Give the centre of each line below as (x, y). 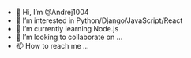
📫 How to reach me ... (52, 46)
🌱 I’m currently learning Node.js (67, 29)
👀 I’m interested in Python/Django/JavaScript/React (99, 20)
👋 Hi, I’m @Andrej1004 (52, 12)
